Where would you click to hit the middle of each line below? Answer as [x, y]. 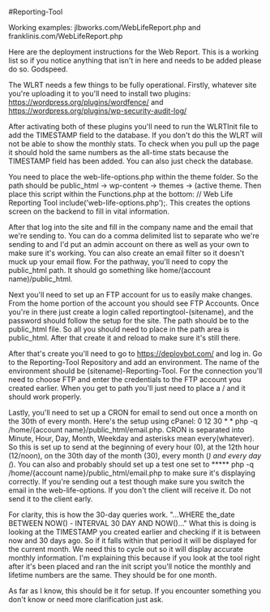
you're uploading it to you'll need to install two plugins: [100, 93]
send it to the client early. [51, 499]
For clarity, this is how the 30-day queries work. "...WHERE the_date [122, 514]
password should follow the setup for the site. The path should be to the [129, 321]
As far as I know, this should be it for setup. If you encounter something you [135, 591]
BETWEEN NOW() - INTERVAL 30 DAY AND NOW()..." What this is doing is [133, 523]
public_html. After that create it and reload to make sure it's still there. [124, 338]
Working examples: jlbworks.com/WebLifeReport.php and [105, 27]
